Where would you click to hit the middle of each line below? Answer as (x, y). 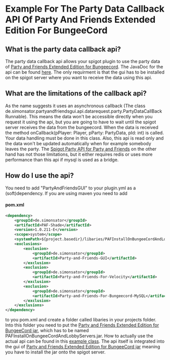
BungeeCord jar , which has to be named (47, 331)
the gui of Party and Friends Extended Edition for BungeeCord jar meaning (83, 347)
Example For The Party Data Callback (85, 9)
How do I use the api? (40, 176)
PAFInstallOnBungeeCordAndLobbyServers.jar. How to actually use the (79, 336)
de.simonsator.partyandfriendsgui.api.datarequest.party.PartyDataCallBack (84, 111)
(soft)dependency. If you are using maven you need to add (66, 193)
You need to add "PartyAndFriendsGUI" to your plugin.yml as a (71, 188)
